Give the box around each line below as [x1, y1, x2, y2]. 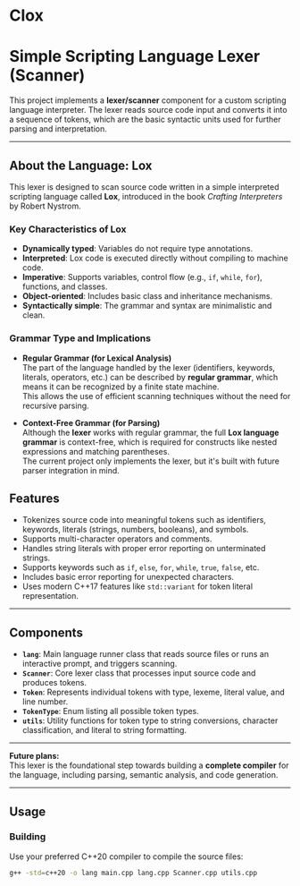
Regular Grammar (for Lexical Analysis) [21, 353, 172, 363]
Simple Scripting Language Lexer [9, 47, 261, 67]
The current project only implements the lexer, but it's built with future [21, 456, 279, 466]
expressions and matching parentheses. [21, 446, 170, 456]
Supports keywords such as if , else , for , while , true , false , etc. [21, 562, 260, 573]
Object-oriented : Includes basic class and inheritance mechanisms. [21, 291, 273, 302]
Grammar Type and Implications [9, 332, 152, 345]
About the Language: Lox [9, 158, 153, 173]
